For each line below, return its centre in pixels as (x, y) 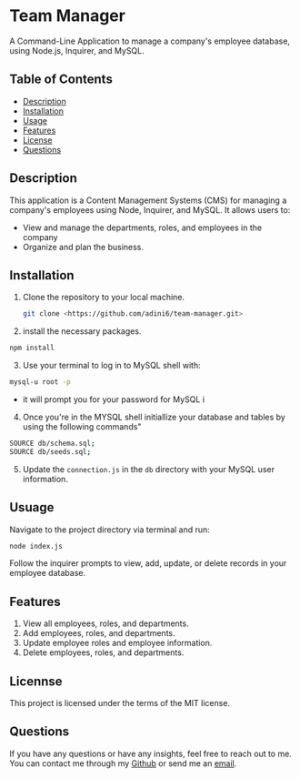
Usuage (32, 507)
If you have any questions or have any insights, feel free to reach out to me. (151, 753)
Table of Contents (61, 80)
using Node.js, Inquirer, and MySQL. (77, 50)
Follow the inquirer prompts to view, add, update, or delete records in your (148, 563)
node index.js (36, 546)
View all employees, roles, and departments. (105, 623)
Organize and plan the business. (83, 247)
